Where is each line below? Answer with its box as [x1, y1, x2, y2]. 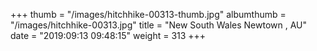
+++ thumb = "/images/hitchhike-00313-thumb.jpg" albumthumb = [10, 9, 287, 20]
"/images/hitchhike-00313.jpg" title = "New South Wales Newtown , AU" [10, 19, 308, 31]
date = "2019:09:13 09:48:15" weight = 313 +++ [10, 30, 207, 41]
